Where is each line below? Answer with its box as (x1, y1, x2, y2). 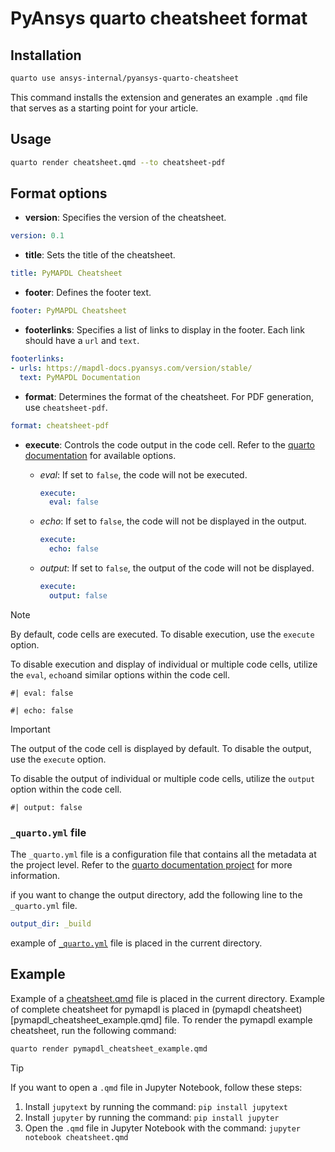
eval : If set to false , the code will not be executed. (39, 468, 248, 481)
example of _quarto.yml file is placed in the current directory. (10, 937, 263, 949)
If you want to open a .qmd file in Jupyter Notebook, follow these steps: (10, 1081, 303, 1093)
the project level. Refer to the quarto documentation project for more (10, 859, 293, 871)
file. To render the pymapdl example (164, 1013, 313, 1026)
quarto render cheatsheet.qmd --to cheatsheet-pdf (10, 157, 226, 167)
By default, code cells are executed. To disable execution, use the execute (10, 628, 315, 640)
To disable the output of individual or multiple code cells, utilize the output (10, 772, 316, 784)
